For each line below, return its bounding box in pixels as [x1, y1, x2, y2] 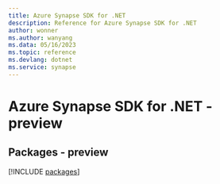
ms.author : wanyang [8, 33, 73, 42]
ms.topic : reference [8, 48, 77, 56]
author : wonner [8, 26, 59, 34]
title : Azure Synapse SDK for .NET [8, 11, 126, 20]
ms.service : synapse [8, 63, 77, 71]
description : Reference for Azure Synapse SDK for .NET [8, 19, 197, 27]
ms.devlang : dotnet [8, 56, 73, 64]
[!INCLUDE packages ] [8, 167, 80, 176]
